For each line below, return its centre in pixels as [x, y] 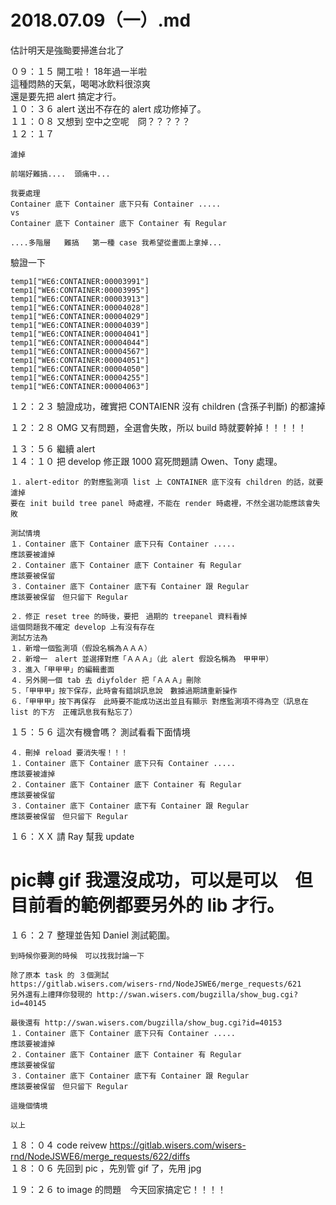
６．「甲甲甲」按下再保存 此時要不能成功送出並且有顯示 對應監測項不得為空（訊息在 [159, 701]
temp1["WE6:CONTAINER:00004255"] [80, 377]
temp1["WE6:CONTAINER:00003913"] [80, 299]
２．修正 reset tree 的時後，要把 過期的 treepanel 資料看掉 [129, 616]
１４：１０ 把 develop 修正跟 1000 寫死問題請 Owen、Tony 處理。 [146, 461]
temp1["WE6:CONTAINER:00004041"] [80, 334]
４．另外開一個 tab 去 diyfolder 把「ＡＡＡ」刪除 [106, 680]
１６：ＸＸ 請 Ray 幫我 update [72, 836]
